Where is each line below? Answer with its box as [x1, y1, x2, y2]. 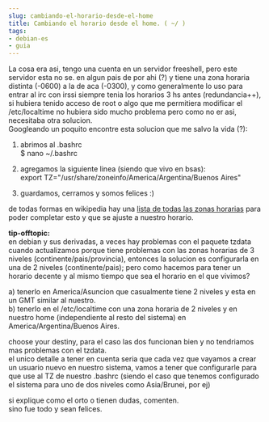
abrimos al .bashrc [19, 140, 82, 150]
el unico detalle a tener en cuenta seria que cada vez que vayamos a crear [8, 354, 257, 364]
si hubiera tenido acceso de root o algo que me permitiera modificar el [8, 99, 243, 108]
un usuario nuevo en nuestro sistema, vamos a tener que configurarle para [8, 363, 257, 373]
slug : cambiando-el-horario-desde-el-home [8, 11, 153, 20]
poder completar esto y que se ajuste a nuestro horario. [8, 213, 194, 222]
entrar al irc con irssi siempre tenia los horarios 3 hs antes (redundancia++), [8, 90, 262, 99]
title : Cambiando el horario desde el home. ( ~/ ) [8, 19, 186, 27]
